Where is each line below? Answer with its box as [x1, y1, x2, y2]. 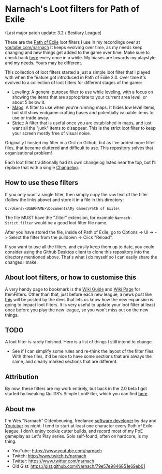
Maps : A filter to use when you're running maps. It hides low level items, [12, 104, 156, 110]
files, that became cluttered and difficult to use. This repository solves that [5, 145, 153, 151]
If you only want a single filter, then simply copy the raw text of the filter [5, 191, 148, 197]
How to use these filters [5, 179, 78, 187]
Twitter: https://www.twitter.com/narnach [12, 458, 95, 464]
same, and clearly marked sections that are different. [12, 358, 118, 365]
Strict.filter [5, 220, 34, 225]
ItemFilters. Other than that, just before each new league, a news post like [5, 291, 152, 297]
